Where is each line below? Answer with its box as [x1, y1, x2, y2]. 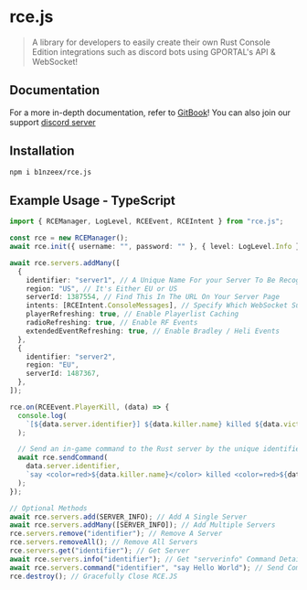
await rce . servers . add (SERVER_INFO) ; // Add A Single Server [9, 512, 248, 521]
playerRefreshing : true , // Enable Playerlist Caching [26, 309, 239, 319]
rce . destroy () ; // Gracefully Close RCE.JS [9, 572, 178, 581]
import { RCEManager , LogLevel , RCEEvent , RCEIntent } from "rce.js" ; [9, 217, 284, 226]
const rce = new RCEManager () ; [9, 233, 129, 243]
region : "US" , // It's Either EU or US [26, 284, 178, 294]
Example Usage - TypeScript [9, 192, 176, 208]
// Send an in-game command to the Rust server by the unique [17, 445, 259, 454]
